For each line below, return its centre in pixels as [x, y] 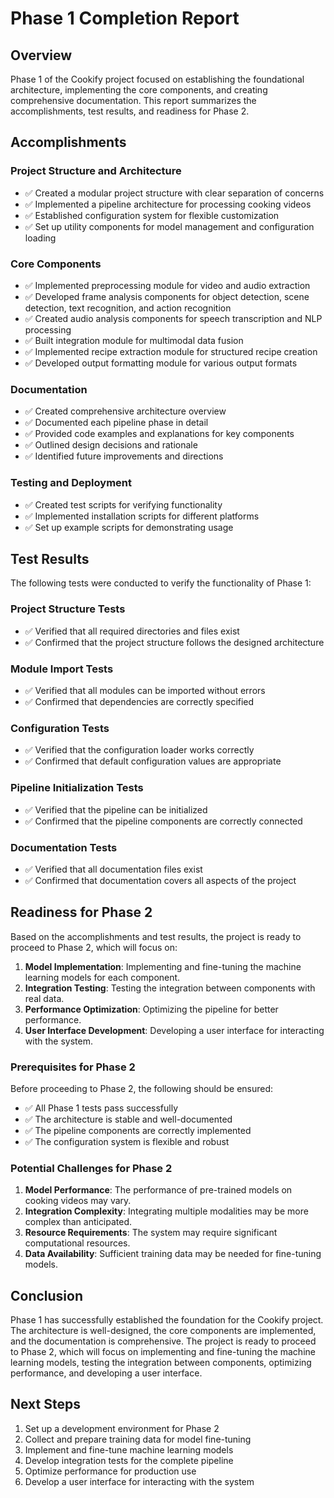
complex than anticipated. [78, 1222]
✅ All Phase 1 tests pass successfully [101, 1108]
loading [40, 238]
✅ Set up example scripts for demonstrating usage [129, 527]
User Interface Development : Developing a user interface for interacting [174, 1030]
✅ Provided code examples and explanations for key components [159, 434]
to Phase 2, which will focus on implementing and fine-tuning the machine [163, 1352]
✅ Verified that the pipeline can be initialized [116, 809]
